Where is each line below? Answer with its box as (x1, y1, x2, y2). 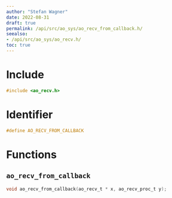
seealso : (6, 31, 28, 37)
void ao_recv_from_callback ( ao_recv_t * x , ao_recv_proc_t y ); (6, 186, 167, 192)
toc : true (6, 42, 31, 48)
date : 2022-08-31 (6, 14, 50, 20)
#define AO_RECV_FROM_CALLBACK (6, 127, 84, 133)
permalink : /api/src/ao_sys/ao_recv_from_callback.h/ (6, 25, 143, 32)
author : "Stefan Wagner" (6, 8, 68, 15)
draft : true (6, 20, 36, 26)
